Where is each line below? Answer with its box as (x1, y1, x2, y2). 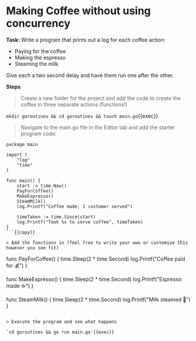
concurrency (6, 17, 71, 30)
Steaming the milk (14, 60, 59, 67)
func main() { (6, 177, 41, 184)
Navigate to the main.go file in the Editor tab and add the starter (20, 124, 175, 131)
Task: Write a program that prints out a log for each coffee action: (6, 36, 166, 43)
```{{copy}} (6, 229, 35, 235)
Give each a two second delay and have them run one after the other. (6, 72, 174, 79)
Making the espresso (14, 54, 66, 61)
